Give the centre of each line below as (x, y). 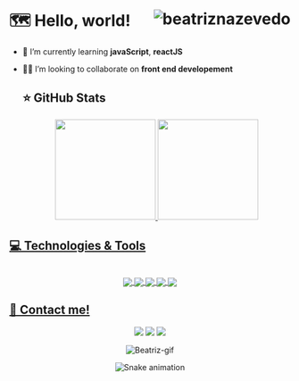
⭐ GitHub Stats (64, 98)
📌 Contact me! (50, 310)
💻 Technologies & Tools (78, 246)
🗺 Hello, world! (70, 21)
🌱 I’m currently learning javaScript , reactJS (102, 51)
